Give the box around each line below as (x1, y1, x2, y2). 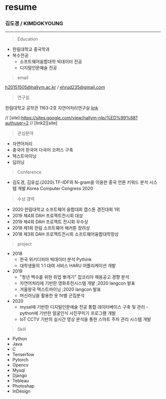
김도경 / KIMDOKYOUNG (5, 20, 63, 27)
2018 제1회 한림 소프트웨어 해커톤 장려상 (12, 225, 90, 231)
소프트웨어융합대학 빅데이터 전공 (19, 59, 83, 65)
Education (17, 36, 38, 42)
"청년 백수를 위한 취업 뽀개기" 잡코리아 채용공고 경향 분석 (19, 274, 129, 280)
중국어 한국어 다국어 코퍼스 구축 (12, 147, 73, 153)
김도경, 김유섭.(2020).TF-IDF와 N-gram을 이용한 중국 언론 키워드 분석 (12, 179, 148, 185)
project (17, 241, 32, 247)
